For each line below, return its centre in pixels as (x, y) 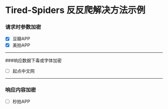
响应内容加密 (21, 90)
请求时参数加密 (23, 27)
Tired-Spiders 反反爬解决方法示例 (75, 10)
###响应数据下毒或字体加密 (33, 60)
